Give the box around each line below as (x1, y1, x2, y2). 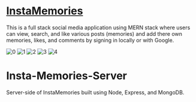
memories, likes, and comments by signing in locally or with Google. (6, 36, 174, 44)
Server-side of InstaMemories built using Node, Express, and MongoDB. (6, 88, 185, 96)
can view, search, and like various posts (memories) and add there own (6, 30, 183, 37)
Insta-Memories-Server (6, 69, 127, 83)
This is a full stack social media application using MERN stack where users (6, 24, 191, 31)
